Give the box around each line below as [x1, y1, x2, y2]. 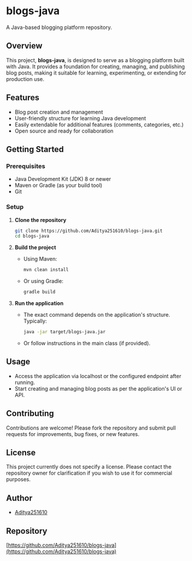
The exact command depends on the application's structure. [23, 311, 171, 318]
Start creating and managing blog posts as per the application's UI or [14, 385, 183, 392]
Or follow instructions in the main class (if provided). [23, 339, 151, 347]
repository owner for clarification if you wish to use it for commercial [6, 469, 173, 477]
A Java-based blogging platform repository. [6, 24, 112, 31]
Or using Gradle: [23, 278, 64, 285]
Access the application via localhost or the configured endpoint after [14, 372, 181, 379]
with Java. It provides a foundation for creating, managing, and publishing [6, 63, 186, 70]
